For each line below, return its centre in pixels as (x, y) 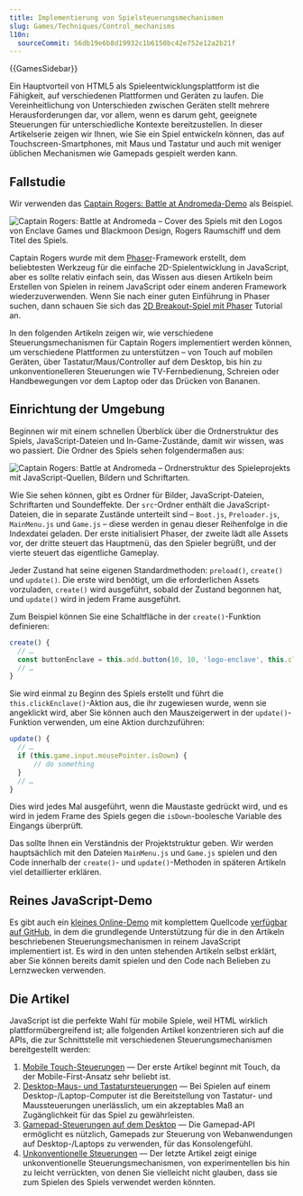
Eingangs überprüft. (46, 826)
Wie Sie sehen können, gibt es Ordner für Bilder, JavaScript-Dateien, (137, 494)
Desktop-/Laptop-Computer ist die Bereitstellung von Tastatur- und (147, 1096)
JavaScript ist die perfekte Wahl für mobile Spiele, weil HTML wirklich (138, 1021)
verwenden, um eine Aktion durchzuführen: (124, 722)
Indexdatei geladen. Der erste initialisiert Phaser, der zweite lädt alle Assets (149, 533)
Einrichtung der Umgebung (87, 409)
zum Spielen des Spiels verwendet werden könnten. (119, 1182)
